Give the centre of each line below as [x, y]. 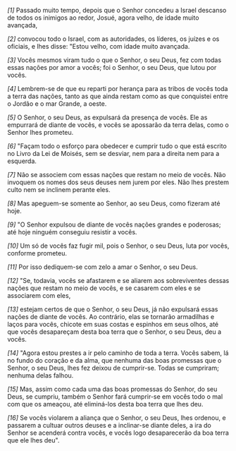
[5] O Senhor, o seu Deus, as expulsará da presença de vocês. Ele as [107, 117]
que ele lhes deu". [33, 440]
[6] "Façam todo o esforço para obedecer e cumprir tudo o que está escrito [117, 146]
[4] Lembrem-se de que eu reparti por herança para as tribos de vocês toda [118, 89]
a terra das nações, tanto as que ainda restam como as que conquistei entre [118, 96]
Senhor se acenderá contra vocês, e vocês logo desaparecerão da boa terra [118, 433]
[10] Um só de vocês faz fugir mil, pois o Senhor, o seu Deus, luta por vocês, [118, 246]
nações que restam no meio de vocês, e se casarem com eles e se [104, 288]
